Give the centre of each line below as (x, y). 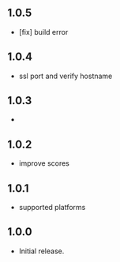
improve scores (44, 163)
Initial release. (41, 251)
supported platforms (52, 208)
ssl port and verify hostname (66, 76)
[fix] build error (43, 32)
